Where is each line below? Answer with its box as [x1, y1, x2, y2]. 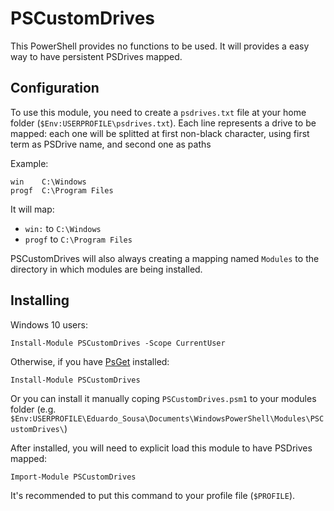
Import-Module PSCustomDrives [10, 472, 137, 482]
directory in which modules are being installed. [10, 263, 203, 275]
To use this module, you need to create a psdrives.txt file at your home [10, 106, 307, 118]
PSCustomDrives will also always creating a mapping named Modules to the [10, 252, 320, 264]
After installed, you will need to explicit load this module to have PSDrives [10, 442, 313, 454]
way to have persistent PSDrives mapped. [10, 50, 183, 62]
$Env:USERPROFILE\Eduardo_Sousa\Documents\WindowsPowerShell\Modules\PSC [10, 413, 325, 424]
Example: [10, 157, 49, 169]
